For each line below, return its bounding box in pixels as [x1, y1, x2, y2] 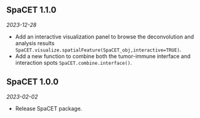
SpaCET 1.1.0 [6, 5, 57, 15]
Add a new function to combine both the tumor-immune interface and [15, 52, 191, 60]
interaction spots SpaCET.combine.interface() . [15, 59, 133, 66]
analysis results [15, 39, 55, 46]
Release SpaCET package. [15, 105, 83, 112]
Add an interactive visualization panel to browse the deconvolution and [15, 33, 194, 40]
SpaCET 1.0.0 [6, 76, 59, 87]
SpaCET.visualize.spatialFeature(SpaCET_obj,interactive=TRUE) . [15, 46, 182, 53]
